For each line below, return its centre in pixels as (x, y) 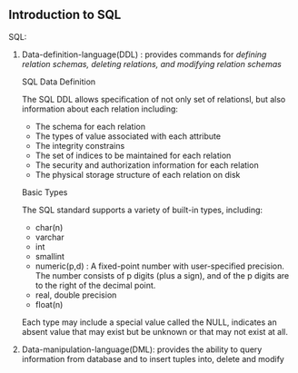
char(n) (49, 227)
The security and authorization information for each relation (147, 165)
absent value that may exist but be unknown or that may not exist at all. (154, 331)
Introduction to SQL (65, 15)
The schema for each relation (90, 126)
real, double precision (76, 295)
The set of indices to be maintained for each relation (133, 155)
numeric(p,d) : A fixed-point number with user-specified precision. (160, 266)
